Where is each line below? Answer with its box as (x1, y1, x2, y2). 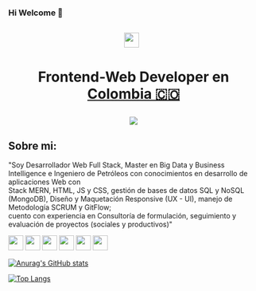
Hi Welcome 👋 (8, 7, 64, 18)
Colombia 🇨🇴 (87, 85, 180, 103)
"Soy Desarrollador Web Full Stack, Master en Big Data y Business (8, 160, 225, 170)
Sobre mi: (8, 139, 57, 152)
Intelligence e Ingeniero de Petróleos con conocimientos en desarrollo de (8, 169, 248, 179)
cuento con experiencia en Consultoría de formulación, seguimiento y (8, 211, 237, 221)
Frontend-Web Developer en (37, 68, 230, 86)
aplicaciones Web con (8, 177, 81, 187)
